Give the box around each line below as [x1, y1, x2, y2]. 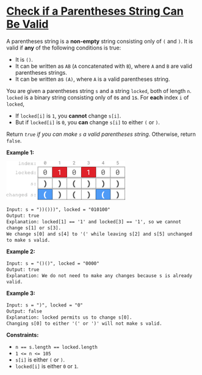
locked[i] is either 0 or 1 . [15, 362, 79, 369]
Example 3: [6, 289, 35, 297]
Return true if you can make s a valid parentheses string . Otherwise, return [6, 130, 197, 138]
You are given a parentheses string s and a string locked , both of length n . [6, 87, 192, 94]
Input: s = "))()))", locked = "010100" [6, 206, 111, 212]
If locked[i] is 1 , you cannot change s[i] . [15, 112, 121, 119]
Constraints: [6, 331, 39, 338]
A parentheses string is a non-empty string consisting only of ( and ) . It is [6, 37, 193, 45]
